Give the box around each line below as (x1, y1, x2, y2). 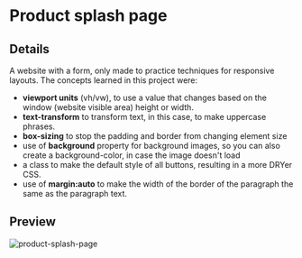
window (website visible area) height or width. (22, 102, 194, 113)
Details (9, 41, 50, 57)
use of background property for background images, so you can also (22, 141, 281, 151)
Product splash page (9, 5, 168, 26)
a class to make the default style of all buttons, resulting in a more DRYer (22, 160, 293, 170)
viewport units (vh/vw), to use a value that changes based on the (22, 92, 268, 103)
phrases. (22, 121, 56, 132)
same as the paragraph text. (22, 189, 128, 198)
